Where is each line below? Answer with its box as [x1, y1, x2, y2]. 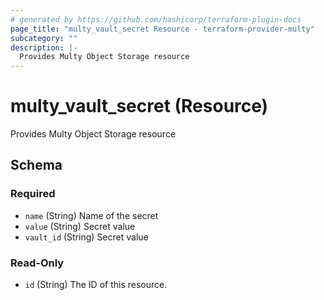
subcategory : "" [10, 33, 78, 43]
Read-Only [10, 256, 65, 270]
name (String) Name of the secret [24, 209, 159, 221]
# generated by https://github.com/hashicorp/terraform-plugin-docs [10, 14, 302, 25]
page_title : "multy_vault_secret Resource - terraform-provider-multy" [10, 24, 315, 34]
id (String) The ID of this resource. [24, 279, 168, 291]
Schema [10, 157, 63, 174]
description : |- [10, 42, 78, 53]
